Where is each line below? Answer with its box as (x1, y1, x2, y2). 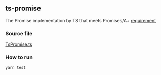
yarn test (5, 65, 26, 70)
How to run (5, 54, 33, 61)
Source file (5, 30, 33, 37)
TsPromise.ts (5, 41, 32, 47)
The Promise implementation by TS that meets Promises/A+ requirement (5, 17, 156, 23)
